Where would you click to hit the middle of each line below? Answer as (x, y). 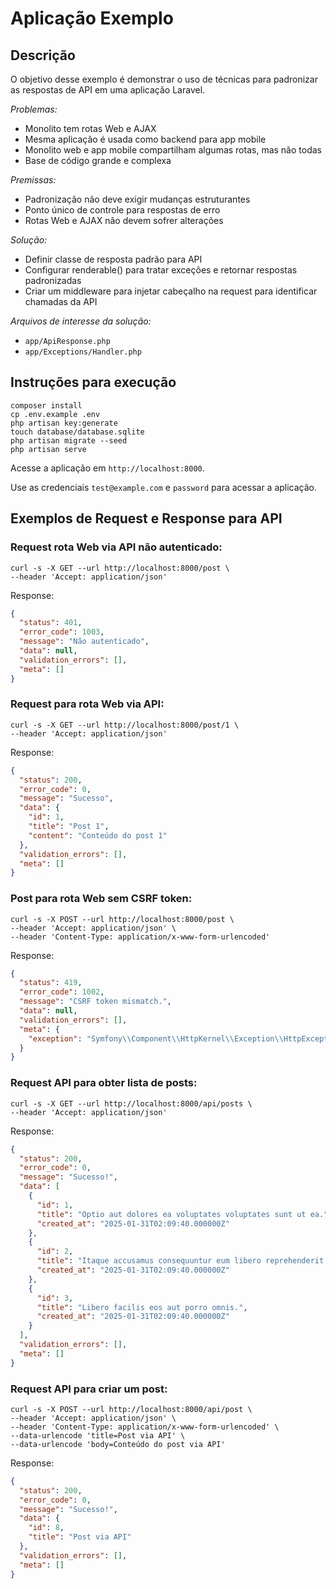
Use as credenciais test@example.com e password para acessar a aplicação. (164, 487)
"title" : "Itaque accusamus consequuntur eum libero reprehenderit (180, 1261)
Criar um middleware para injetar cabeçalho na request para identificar (171, 291)
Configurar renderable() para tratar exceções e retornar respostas (161, 270)
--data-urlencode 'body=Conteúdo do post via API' (118, 1444)
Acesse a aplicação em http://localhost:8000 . (107, 468)
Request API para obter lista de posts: (104, 1083)
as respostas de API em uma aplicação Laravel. (108, 90)
